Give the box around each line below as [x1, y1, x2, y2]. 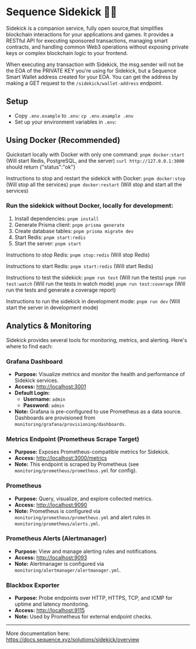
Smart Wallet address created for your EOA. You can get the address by [6, 73, 178, 80]
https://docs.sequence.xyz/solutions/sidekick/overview [6, 636, 140, 643]
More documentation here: [6, 630, 70, 637]
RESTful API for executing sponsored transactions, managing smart [6, 37, 168, 44]
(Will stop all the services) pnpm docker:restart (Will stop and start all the [6, 181, 183, 188]
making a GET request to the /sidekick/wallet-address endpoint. [6, 79, 163, 87]
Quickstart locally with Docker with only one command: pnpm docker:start [6, 151, 185, 158]
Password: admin [23, 401, 65, 409]
